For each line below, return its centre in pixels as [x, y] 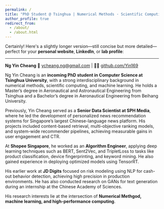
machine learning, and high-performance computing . [60, 201]
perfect [12, 51]
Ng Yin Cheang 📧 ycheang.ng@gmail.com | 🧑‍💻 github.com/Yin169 [72, 66]
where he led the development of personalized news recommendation [76, 116]
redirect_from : [20, 23]
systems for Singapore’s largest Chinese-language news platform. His [75, 121]
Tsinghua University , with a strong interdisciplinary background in [72, 80]
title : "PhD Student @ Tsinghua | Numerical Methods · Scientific [74, 14]
